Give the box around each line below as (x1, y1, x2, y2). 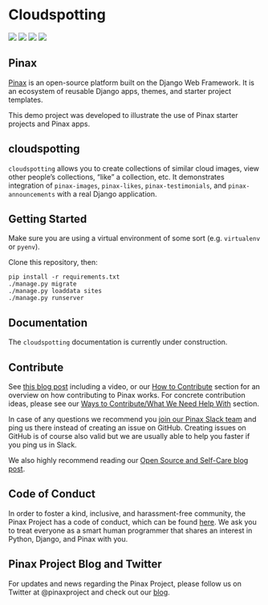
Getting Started (8, 212, 87, 225)
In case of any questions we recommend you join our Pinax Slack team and (8, 415, 257, 424)
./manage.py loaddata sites (8, 287, 103, 295)
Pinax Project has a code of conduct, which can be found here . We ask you (8, 517, 257, 526)
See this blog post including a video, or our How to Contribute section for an (8, 382, 261, 391)
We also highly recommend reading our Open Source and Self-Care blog (8, 456, 249, 465)
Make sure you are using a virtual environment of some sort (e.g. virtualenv (8, 233, 261, 243)
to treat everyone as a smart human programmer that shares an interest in (8, 526, 253, 535)
